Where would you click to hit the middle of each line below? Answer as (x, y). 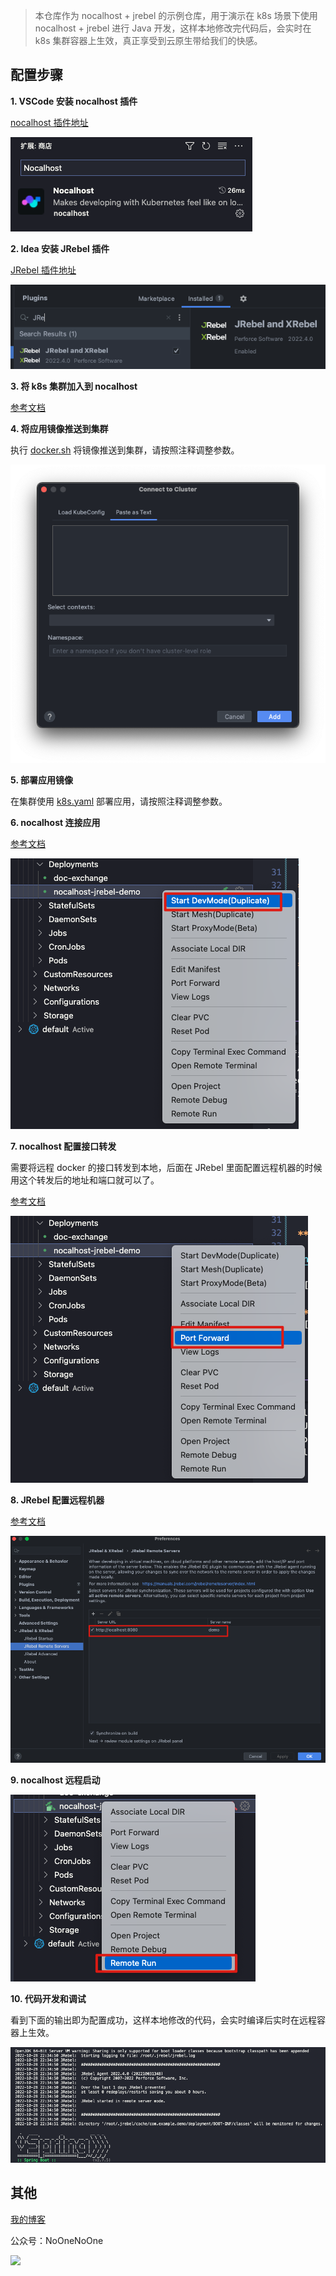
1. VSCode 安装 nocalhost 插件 (74, 101)
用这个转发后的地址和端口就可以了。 (85, 1180)
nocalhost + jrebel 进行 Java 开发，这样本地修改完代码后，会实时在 (173, 28)
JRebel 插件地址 (43, 270)
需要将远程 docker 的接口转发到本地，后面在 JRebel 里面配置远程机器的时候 (166, 1167)
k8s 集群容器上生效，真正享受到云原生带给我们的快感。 (148, 40)
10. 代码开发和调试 (48, 1998)
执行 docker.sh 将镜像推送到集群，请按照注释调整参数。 (125, 450)
